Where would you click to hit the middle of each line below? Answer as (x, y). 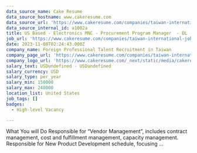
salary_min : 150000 (30, 83)
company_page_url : (28, 55)
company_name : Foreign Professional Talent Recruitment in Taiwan (89, 50)
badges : (16, 104)
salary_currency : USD (33, 72)
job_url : (17, 39)
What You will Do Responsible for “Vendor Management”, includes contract (97, 131)
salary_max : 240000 (30, 88)
